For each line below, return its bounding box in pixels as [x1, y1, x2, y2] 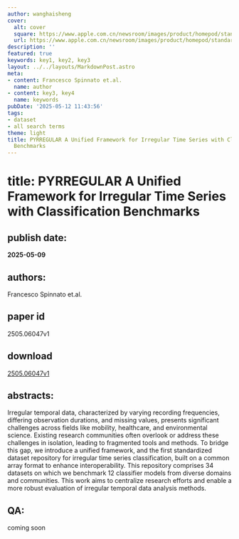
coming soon [7, 523, 46, 532]
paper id [7, 311, 45, 323]
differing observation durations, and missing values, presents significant [7, 416, 219, 425]
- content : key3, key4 [7, 90, 75, 97]
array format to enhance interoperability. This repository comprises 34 [7, 461, 214, 470]
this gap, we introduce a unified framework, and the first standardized [7, 446, 212, 455]
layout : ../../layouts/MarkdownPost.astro [7, 63, 135, 70]
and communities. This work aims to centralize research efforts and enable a [7, 476, 232, 485]
